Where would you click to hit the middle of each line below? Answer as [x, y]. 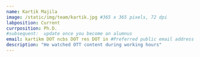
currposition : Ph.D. [32, 28]
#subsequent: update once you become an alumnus [69, 34]
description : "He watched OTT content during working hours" [84, 45]
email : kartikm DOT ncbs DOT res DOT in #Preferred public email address [100, 39]
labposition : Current [33, 23]
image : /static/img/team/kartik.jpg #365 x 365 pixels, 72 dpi [87, 17]
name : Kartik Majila [32, 12]
